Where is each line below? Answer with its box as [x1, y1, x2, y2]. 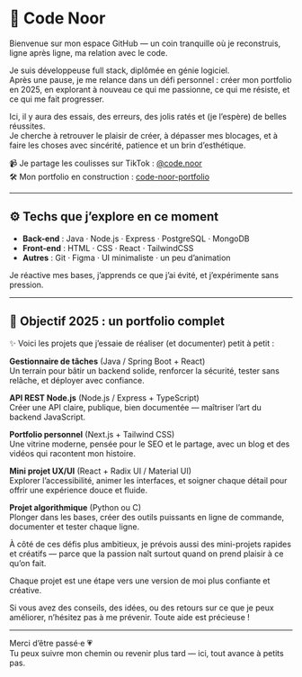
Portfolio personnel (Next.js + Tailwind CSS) [9, 429, 175, 439]
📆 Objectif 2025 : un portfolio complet [9, 314, 225, 329]
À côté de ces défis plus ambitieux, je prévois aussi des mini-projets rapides [9, 538, 292, 549]
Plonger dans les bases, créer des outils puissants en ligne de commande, [9, 511, 285, 522]
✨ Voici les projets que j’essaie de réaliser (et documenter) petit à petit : [9, 338, 275, 348]
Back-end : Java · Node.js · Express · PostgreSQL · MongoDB [22, 233, 250, 244]
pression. [9, 279, 44, 290]
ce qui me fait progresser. [9, 94, 105, 104]
